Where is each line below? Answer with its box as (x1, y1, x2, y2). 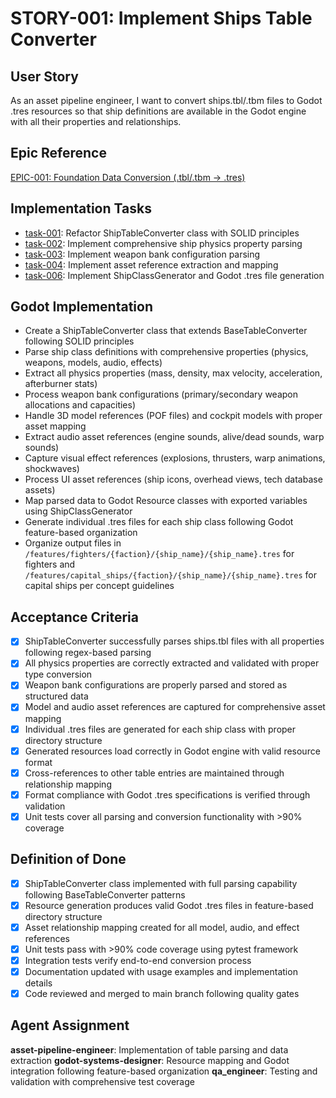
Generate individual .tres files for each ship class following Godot (24, 516, 294, 528)
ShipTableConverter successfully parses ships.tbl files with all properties (24, 635, 325, 647)
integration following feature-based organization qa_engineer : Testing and (10, 1065, 318, 1077)
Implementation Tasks (10, 200, 152, 217)
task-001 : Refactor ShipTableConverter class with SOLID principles (24, 227, 300, 239)
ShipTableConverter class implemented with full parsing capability (24, 877, 298, 889)
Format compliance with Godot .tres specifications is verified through (24, 788, 311, 801)
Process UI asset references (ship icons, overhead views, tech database (24, 473, 323, 486)
